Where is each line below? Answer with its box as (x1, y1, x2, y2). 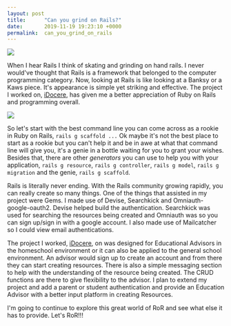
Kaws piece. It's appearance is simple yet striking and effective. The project (7, 84, 223, 92)
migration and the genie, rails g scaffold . (7, 169, 131, 177)
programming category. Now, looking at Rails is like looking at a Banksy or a (7, 76, 222, 84)
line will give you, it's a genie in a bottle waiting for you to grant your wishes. (7, 146, 224, 155)
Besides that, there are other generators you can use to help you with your (7, 153, 219, 162)
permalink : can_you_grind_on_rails (7, 29, 112, 37)
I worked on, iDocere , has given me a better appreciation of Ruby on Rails (7, 90, 216, 99)
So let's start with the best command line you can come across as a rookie (7, 124, 219, 133)
